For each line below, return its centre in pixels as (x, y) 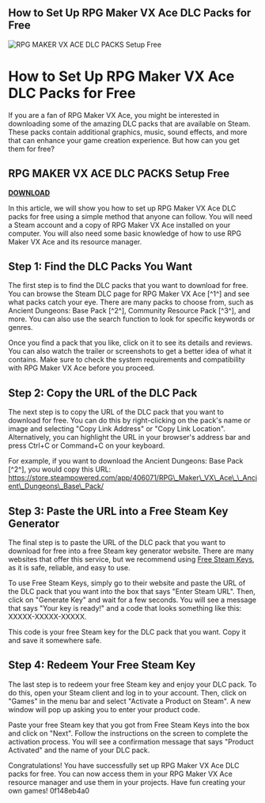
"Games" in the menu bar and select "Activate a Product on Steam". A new (130, 701)
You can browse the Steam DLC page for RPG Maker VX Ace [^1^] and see (129, 294)
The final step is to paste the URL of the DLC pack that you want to (117, 542)
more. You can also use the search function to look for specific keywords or (132, 319)
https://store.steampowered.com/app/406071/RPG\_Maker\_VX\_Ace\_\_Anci (133, 478)
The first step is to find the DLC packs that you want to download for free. (128, 286)
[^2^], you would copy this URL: (60, 469)
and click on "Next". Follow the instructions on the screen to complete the (128, 733)
